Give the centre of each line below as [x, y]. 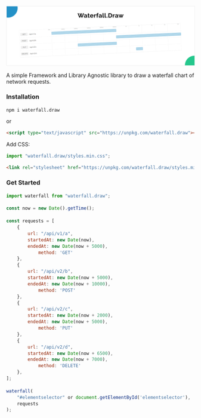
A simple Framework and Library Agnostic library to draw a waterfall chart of [100, 75]
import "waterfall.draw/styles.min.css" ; [58, 156]
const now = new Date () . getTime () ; [50, 208]
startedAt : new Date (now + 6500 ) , [70, 353]
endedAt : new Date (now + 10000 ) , [69, 284]
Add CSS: [18, 144]
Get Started [23, 183]
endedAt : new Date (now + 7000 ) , [68, 359]
